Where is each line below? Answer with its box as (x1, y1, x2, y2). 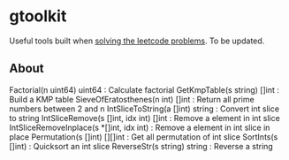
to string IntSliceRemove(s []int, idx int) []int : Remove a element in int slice (9, 112, 280, 123)
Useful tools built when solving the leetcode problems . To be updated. (9, 35, 265, 46)
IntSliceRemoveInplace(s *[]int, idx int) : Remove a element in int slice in (9, 122, 270, 133)
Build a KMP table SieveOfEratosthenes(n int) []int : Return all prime (9, 94, 255, 104)
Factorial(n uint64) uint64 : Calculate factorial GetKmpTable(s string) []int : (9, 84, 280, 95)
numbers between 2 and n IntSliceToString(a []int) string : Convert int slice (9, 103, 280, 114)
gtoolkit (9, 6, 67, 27)
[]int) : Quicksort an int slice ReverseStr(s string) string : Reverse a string (9, 141, 274, 151)
